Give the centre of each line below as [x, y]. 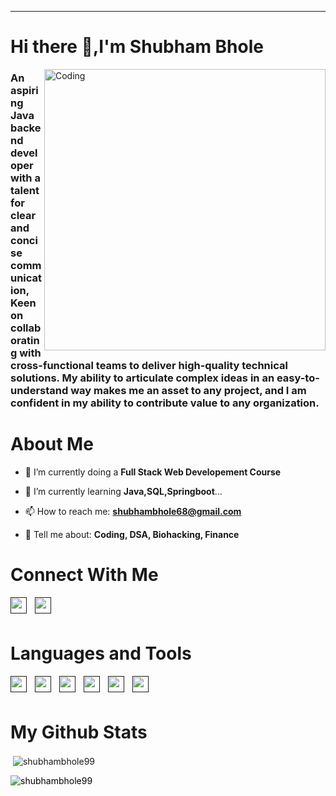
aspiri [24, 91]
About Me [52, 444]
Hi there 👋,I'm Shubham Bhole [137, 47]
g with [26, 353]
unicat [26, 278]
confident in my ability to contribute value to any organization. [165, 403]
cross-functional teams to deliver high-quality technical [149, 366]
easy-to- [298, 378]
